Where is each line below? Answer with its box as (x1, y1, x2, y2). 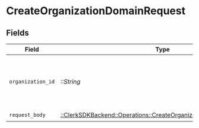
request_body (9, 111, 46, 118)
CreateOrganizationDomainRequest (6, 4, 185, 18)
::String (60, 78, 81, 85)
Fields (6, 28, 30, 38)
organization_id (9, 78, 55, 85)
